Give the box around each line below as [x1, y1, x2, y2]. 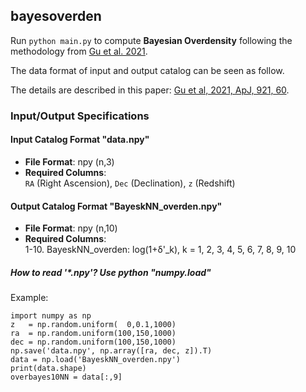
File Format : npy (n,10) [24, 222, 118, 234]
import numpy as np [10, 311, 92, 321]
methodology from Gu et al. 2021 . [10, 45, 148, 57]
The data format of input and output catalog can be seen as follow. [10, 64, 285, 76]
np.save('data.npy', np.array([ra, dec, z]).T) [10, 346, 213, 356]
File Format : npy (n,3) [24, 155, 115, 168]
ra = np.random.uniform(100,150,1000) [10, 329, 177, 339]
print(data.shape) [10, 364, 87, 374]
